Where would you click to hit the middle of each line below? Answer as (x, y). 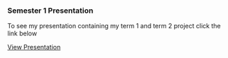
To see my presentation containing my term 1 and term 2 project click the (114, 26)
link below (22, 33)
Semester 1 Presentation (50, 11)
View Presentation (34, 47)
